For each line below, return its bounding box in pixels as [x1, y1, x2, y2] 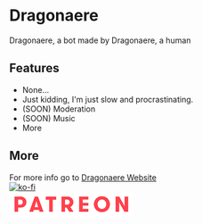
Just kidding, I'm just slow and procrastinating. [21, 94, 194, 104]
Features [9, 61, 60, 76]
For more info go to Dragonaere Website [9, 171, 158, 183]
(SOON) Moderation [21, 104, 96, 114]
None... [21, 84, 50, 95]
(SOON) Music [21, 112, 76, 123]
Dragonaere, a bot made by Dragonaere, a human [9, 35, 191, 46]
